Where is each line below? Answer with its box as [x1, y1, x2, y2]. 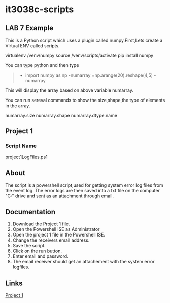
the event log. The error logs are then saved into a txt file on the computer [5, 187, 160, 193]
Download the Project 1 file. [12, 221, 70, 227]
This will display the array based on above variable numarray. [5, 87, 133, 93]
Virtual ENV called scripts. [5, 43, 60, 49]
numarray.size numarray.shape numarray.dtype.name [5, 113, 118, 118]
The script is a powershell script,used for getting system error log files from [5, 182, 163, 188]
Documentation [5, 207, 56, 216]
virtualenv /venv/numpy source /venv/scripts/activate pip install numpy [5, 52, 154, 58]
